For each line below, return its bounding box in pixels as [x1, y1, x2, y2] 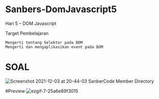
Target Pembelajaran [5, 30, 49, 36]
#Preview [5, 88, 25, 94]
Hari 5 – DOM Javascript [5, 20, 57, 26]
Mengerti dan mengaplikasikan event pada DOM [5, 44, 103, 49]
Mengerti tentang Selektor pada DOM [5, 40, 83, 45]
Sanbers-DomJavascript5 [5, 4, 117, 15]
